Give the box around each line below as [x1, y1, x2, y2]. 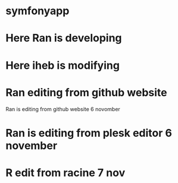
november [5, 138, 58, 152]
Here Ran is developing [5, 31, 123, 45]
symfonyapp [5, 4, 70, 18]
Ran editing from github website [5, 86, 167, 99]
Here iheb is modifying [5, 58, 120, 72]
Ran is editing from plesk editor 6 [5, 126, 172, 140]
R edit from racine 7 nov [5, 166, 126, 179]
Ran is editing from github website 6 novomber [5, 105, 120, 112]
